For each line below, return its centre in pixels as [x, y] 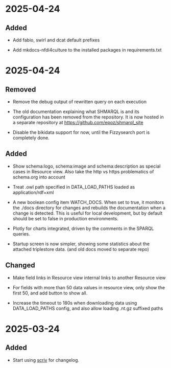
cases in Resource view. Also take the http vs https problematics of [83, 171]
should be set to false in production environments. [66, 218]
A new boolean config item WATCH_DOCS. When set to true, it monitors [88, 202]
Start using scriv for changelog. [46, 360]
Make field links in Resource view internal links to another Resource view [89, 278]
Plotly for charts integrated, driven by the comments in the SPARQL [83, 228]
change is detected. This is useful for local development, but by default [88, 213]
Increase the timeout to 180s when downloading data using [75, 303]
